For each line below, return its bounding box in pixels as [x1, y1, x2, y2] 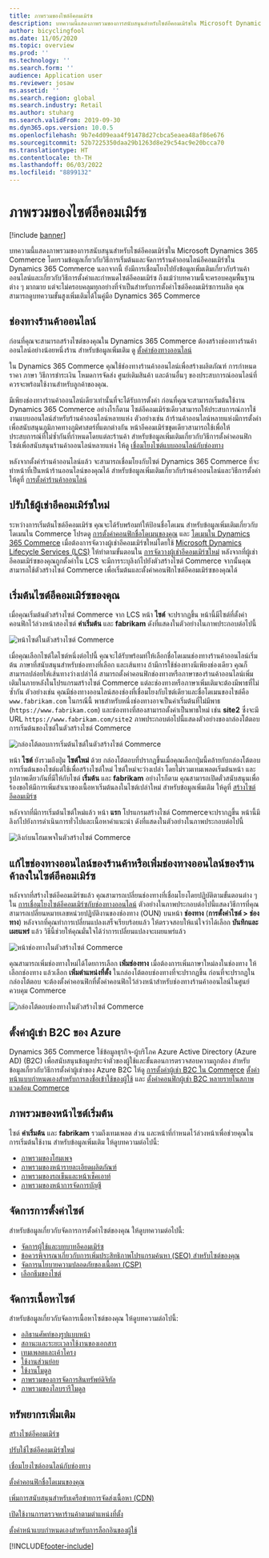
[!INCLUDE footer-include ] [9, 1541, 94, 1551]
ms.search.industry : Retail [9, 101, 103, 109]
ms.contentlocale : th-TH [9, 153, 92, 161]
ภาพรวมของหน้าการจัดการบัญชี [20, 1180, 102, 1189]
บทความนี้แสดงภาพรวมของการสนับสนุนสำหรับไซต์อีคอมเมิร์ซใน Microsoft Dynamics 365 [9, 246, 259, 255]
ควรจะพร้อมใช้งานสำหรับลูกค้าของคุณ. [9, 379, 109, 389]
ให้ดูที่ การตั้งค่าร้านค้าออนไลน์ [9, 475, 87, 484]
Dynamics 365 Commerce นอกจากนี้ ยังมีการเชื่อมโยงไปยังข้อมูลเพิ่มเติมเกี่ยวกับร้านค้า [9, 263, 251, 273]
